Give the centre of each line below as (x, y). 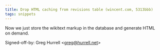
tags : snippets (20, 14)
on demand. (17, 33)
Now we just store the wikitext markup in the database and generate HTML (80, 28)
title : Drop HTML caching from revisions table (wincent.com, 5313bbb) (79, 9)
